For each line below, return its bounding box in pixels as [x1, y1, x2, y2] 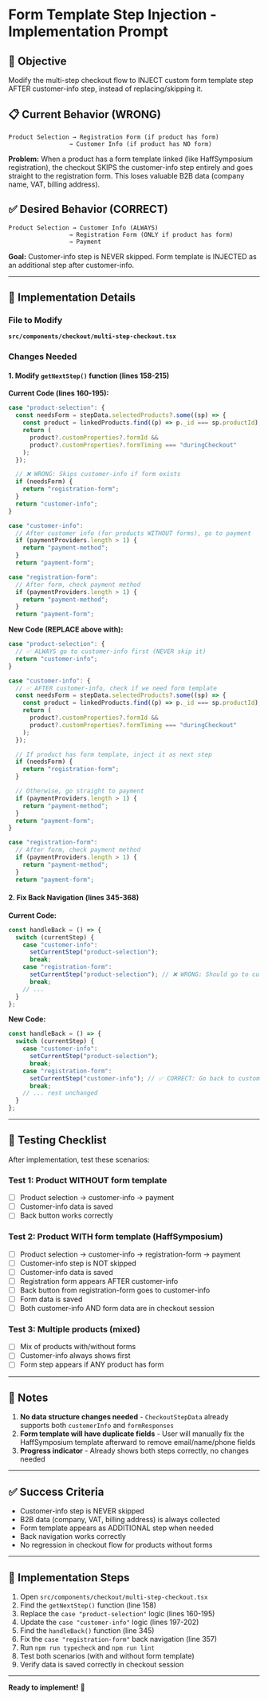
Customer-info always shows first [19, 1351, 131, 1360]
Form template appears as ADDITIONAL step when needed [19, 1523, 214, 1533]
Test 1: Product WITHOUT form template [8, 1175, 167, 1186]
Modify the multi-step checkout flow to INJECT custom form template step [8, 76, 254, 85]
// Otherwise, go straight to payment [15, 787, 145, 795]
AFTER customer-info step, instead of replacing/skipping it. [8, 84, 203, 93]
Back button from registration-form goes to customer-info [19, 1285, 211, 1295]
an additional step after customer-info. [8, 260, 135, 270]
